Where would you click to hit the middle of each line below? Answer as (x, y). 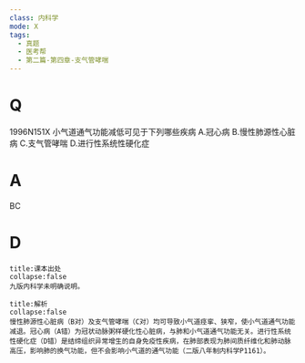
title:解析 (29, 304)
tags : (20, 35)
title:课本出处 (36, 269)
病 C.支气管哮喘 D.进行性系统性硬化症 (80, 143)
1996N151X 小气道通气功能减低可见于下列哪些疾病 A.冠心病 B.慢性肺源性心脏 (152, 131)
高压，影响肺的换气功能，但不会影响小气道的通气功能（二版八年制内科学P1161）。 (140, 351)
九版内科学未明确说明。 (47, 286)
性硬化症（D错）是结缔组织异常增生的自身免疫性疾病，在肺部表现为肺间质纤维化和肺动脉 (150, 341)
